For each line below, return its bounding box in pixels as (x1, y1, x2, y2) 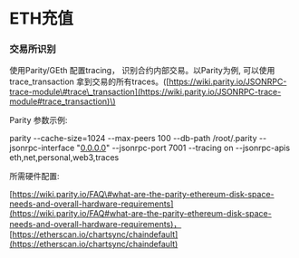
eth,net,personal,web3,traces (9, 152, 120, 163)
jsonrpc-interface (9, 142, 75, 154)
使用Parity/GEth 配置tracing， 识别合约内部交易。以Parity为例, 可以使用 (9, 65, 275, 76)
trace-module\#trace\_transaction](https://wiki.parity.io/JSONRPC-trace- (9, 87, 282, 98)
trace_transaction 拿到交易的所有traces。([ (9, 76, 169, 87)
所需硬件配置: (9, 171, 61, 182)
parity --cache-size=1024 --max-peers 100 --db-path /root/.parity (9, 133, 257, 144)
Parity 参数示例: (9, 115, 68, 126)
